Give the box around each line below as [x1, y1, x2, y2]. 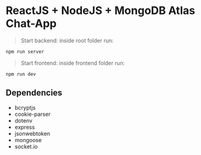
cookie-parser [14, 110, 51, 118]
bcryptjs [14, 104, 36, 111]
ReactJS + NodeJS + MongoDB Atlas [5, 4, 196, 18]
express [14, 123, 35, 131]
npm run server [5, 48, 45, 55]
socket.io [14, 143, 38, 150]
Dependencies [5, 88, 62, 98]
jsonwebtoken [14, 129, 50, 137]
